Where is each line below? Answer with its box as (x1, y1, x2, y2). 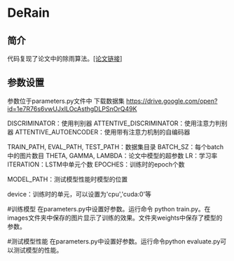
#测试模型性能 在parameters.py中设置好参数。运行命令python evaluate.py (7, 237, 221, 246)
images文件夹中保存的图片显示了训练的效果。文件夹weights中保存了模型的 (7, 213, 223, 222)
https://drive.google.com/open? (125, 97, 218, 105)
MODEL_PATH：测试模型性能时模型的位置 (7, 175, 128, 183)
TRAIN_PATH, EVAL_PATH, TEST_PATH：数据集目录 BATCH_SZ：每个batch (7, 142, 224, 151)
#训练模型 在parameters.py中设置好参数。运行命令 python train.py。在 (7, 204, 211, 213)
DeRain (7, 5, 50, 21)
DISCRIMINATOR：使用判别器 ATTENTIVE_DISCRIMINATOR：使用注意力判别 (7, 119, 228, 127)
